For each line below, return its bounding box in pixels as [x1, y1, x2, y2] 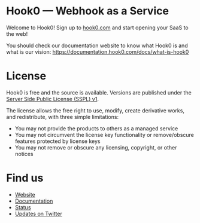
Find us [6, 172, 44, 185]
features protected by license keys [14, 138, 101, 145]
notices [14, 150, 34, 157]
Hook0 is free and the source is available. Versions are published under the [6, 88, 192, 96]
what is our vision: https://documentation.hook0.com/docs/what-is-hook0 [6, 48, 189, 55]
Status [14, 203, 31, 210]
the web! [6, 30, 28, 37]
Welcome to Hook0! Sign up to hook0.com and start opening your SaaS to [6, 24, 189, 31]
